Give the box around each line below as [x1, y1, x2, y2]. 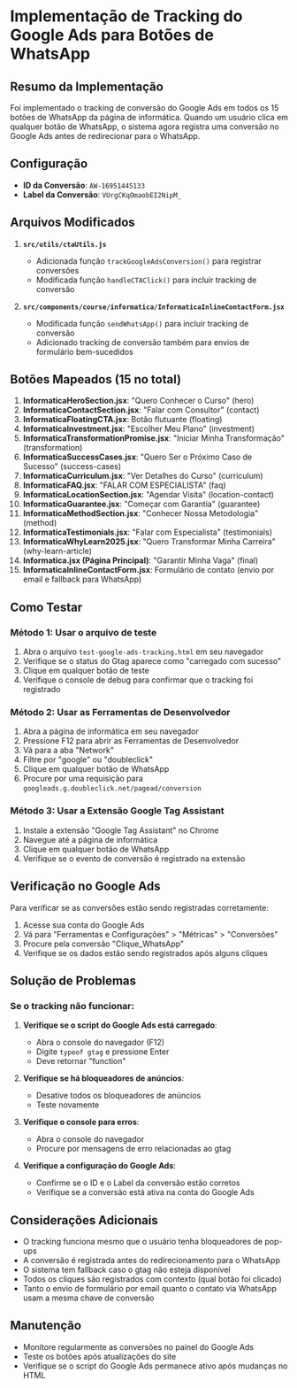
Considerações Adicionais [10, 1213, 158, 1228]
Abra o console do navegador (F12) [35, 1037, 165, 1048]
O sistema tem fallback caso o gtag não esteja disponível [22, 1264, 231, 1276]
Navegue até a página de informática [22, 834, 158, 844]
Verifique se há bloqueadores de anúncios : [22, 1073, 185, 1083]
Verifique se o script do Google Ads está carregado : [22, 1020, 217, 1030]
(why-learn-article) [22, 546, 92, 557]
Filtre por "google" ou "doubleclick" [22, 754, 154, 765]
